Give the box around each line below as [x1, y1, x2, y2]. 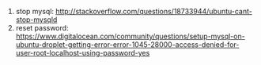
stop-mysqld [15, 15, 58, 24]
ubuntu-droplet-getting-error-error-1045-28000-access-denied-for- [15, 40, 240, 49]
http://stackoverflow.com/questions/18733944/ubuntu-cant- [55, 7, 253, 16]
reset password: [15, 23, 69, 32]
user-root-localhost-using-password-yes [15, 49, 150, 57]
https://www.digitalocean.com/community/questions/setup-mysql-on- [15, 31, 245, 41]
